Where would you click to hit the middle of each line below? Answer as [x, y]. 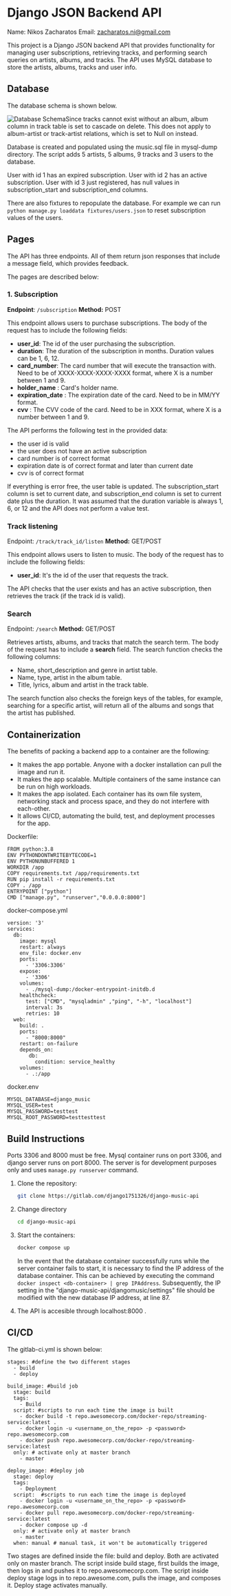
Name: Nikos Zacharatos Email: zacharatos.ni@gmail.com [89, 32]
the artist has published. [41, 713]
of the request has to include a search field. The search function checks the [115, 649]
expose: [30, 972]
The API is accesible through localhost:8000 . [81, 1311]
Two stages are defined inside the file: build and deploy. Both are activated [113, 1556]
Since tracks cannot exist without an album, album [137, 119]
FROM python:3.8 [30, 849]
